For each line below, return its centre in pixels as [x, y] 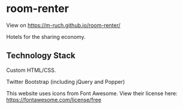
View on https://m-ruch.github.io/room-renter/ [64, 25]
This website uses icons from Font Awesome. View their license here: [92, 93]
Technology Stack [41, 56]
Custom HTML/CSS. [31, 70]
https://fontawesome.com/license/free [54, 99]
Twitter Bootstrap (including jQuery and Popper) [66, 81]
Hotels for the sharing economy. [46, 37]
